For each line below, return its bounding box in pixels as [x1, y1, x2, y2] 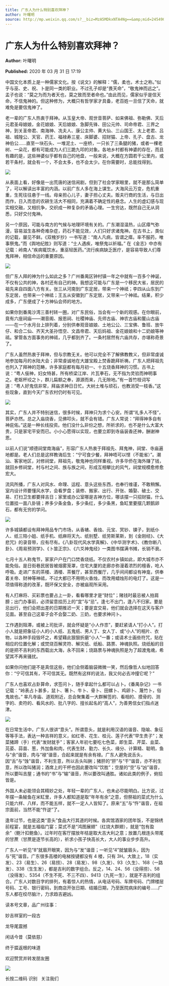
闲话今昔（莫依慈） [5, 934, 45, 940]
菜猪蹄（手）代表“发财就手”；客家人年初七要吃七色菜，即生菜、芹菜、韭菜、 [5, 739, 163, 745]
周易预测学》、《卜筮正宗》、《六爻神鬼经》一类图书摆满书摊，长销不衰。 [18, 546, 164, 552]
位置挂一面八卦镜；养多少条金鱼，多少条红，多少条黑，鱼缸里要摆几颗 [5, 500, 151, 506]
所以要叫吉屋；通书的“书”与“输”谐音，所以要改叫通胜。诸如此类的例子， [5, 771, 154, 777]
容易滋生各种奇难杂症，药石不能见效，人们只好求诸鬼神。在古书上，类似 [14, 228, 164, 234]
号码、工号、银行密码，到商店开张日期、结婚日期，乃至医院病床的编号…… [5, 885, 158, 891]
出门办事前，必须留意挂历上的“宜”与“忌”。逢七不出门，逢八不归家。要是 [14, 599, 163, 605]
